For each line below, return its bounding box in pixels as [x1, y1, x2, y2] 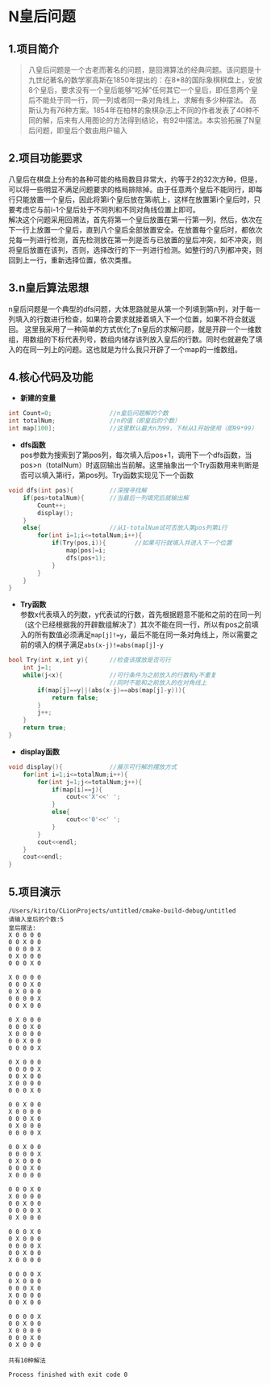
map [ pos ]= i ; [65, 547, 106, 555]
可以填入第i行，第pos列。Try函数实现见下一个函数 [27, 470, 194, 481]
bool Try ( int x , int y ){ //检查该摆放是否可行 [8, 656, 171, 665]
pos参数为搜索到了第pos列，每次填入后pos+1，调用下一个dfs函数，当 [19, 450, 252, 460]
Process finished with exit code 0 [8, 1370, 128, 1379]
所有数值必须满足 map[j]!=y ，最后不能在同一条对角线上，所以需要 [34, 630, 252, 640]
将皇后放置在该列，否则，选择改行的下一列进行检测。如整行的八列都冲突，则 [8, 245, 263, 254]
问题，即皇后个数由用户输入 [35, 126, 127, 135]
